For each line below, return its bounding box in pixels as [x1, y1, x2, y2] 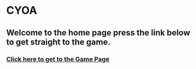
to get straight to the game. [6, 37, 111, 47]
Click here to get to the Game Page [6, 55, 110, 63]
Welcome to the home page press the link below [6, 28, 191, 38]
